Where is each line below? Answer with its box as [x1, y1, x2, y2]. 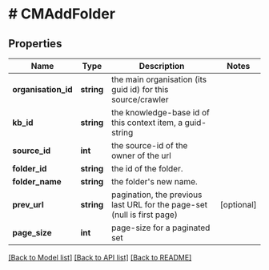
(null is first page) [110, 209, 178, 220]
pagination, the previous [110, 189, 203, 200]
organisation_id [12, 84, 74, 95]
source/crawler [110, 94, 169, 105]
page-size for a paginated [110, 222, 211, 233]
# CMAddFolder [8, 5, 116, 23]
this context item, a [110, 117, 183, 128]
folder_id [12, 163, 47, 174]
